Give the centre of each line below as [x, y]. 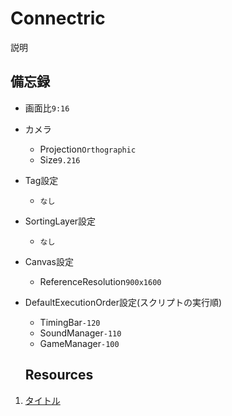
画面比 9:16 [47, 108]
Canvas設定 [49, 261]
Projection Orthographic [88, 149]
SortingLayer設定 [60, 221]
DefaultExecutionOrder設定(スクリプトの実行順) [123, 302]
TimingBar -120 [70, 322]
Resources [59, 375]
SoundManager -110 [80, 333]
